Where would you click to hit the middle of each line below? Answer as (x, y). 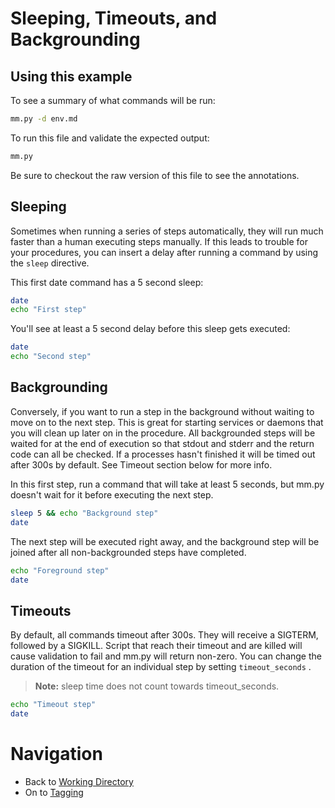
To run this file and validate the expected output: (110, 138)
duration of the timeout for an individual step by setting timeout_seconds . (161, 667)
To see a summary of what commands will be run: (113, 100)
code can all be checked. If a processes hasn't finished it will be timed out (163, 454)
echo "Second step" (51, 357)
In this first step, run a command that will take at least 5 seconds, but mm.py (167, 484)
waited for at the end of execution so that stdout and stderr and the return (162, 443)
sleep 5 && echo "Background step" (84, 513)
